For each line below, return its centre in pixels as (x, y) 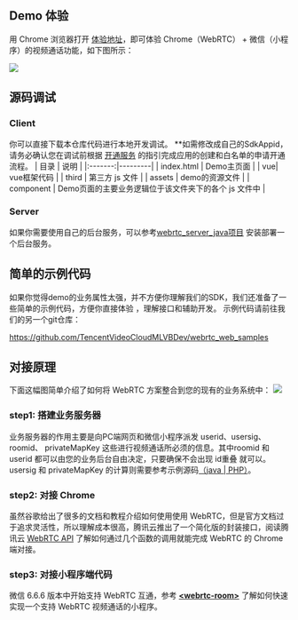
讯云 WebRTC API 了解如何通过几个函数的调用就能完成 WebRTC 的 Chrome (146, 538)
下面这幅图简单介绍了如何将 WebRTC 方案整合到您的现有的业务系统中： (140, 390)
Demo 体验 (39, 16)
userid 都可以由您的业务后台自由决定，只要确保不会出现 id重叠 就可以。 (140, 458)
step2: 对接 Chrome (52, 495)
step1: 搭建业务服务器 (55, 416)
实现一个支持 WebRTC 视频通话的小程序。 (86, 607)
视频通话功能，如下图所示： (83, 50)
